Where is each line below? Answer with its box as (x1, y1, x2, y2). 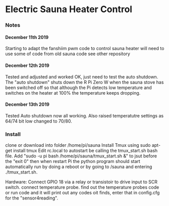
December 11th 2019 (5, 34, 49, 40)
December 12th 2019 (5, 62, 49, 68)
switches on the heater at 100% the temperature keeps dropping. (5, 90, 141, 96)
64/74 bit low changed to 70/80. (5, 118, 72, 124)
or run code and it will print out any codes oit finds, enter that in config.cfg (5, 190, 160, 196)
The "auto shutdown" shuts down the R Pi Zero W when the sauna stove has (5, 79, 164, 85)
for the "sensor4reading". (5, 195, 59, 201)
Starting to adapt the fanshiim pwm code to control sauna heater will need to (5, 46, 164, 52)
